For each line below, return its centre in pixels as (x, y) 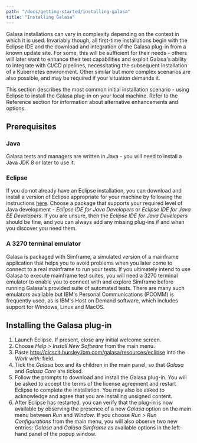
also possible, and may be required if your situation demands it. (83, 78)
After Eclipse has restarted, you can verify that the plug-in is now (94, 402)
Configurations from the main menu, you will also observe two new (96, 421)
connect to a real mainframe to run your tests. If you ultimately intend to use (98, 269)
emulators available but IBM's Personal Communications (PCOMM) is (90, 294)
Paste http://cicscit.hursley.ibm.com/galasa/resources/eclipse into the (100, 352)
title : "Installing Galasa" (41, 17)
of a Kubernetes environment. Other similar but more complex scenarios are (98, 71)
